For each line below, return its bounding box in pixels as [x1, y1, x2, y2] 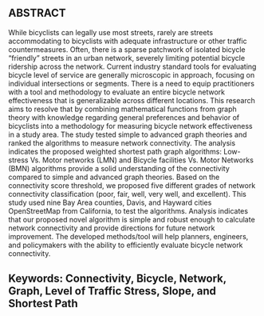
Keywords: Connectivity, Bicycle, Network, [8, 272, 227, 286]
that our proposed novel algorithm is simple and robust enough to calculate [8, 214, 255, 224]
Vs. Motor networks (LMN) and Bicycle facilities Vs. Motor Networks [30, 155, 254, 165]
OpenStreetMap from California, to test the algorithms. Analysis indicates [8, 206, 249, 215]
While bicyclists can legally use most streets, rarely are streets [8, 27, 214, 37]
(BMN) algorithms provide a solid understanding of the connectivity [8, 163, 230, 173]
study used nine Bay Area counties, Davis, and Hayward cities [8, 198, 212, 207]
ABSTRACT [8, 6, 66, 20]
